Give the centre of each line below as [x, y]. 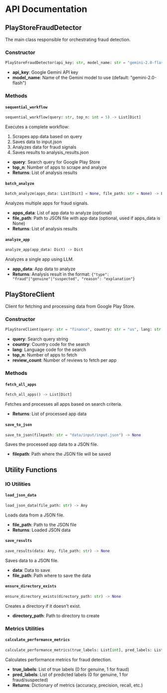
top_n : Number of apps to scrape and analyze [59, 168]
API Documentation [46, 9]
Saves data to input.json [37, 142]
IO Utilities [18, 484]
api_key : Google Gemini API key [45, 72]
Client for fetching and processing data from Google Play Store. [70, 306]
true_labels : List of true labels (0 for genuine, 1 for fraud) [71, 669]
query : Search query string [40, 339]
